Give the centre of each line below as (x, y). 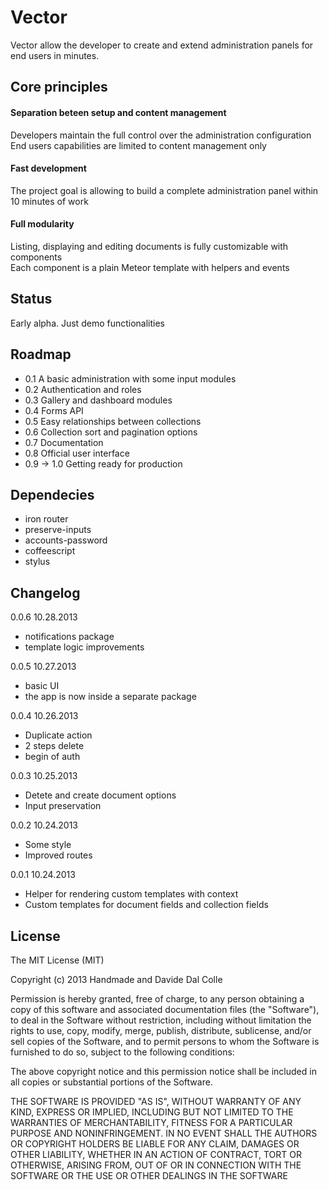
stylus (37, 562)
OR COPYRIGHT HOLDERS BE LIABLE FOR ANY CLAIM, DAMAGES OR (155, 1144)
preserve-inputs (58, 530)
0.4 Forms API (54, 410)
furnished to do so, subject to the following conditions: (122, 1052)
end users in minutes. (55, 55)
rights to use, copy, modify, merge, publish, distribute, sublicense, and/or (161, 1030)
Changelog (45, 592)
